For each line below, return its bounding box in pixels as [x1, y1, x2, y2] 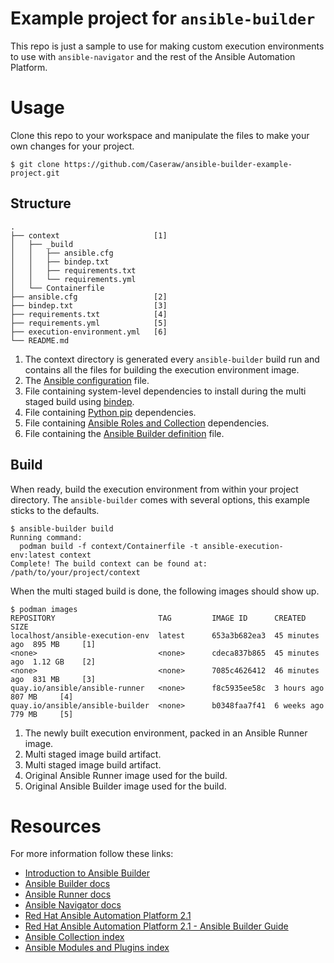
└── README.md [10, 335, 70, 346]
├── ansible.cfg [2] [10, 292, 168, 302]
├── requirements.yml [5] [10, 318, 168, 328]
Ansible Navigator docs [24, 899, 122, 911]
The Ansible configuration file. [24, 374, 150, 386]
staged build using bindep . [24, 395, 135, 407]
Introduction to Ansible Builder [24, 867, 151, 879]
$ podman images [10, 604, 78, 614]
